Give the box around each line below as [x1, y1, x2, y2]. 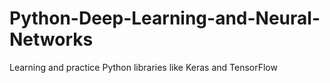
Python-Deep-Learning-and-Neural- [9, 7, 321, 30]
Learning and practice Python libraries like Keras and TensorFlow [9, 61, 278, 73]
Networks [9, 28, 94, 51]
